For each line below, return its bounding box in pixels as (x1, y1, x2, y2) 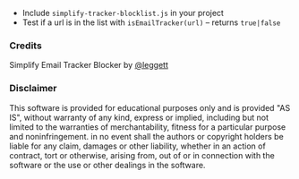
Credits (9, 39, 42, 52)
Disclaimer (9, 82, 57, 95)
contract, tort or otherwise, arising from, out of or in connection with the (9, 149, 275, 160)
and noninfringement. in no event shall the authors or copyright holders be (9, 131, 284, 141)
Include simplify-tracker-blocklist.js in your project (21, 8, 224, 18)
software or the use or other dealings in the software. (9, 159, 206, 170)
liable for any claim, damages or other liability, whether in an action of (9, 141, 266, 151)
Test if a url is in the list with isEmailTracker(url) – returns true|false (21, 17, 281, 28)
